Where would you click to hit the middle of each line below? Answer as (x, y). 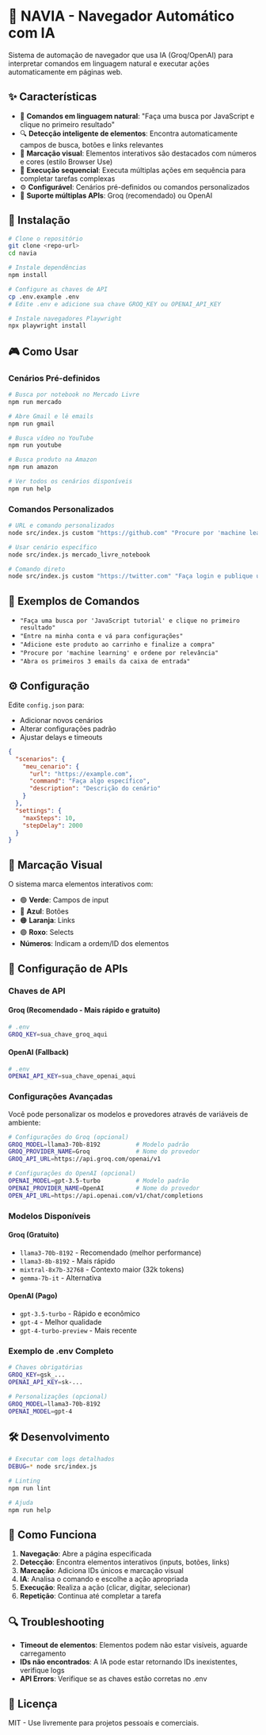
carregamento (43, 1653)
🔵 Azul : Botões (44, 911)
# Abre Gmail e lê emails (51, 416)
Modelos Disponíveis (49, 1216)
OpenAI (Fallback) (39, 1052)
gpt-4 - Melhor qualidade (61, 1321)
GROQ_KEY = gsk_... (37, 1375)
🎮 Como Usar (44, 351)
